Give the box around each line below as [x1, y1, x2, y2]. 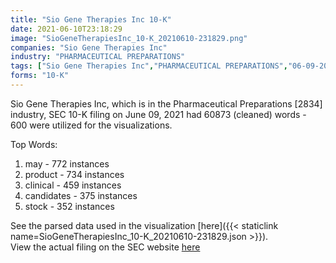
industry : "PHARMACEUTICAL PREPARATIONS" [10, 52, 186, 62]
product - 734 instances [24, 168, 125, 180]
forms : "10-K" [10, 71, 70, 81]
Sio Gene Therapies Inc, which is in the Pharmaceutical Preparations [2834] [10, 97, 323, 110]
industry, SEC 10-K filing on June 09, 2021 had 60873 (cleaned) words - [10, 108, 307, 120]
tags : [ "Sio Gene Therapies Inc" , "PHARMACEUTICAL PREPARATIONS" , [10, 61, 288, 71]
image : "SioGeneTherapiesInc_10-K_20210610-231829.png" [10, 33, 248, 43]
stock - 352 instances [24, 200, 115, 212]
